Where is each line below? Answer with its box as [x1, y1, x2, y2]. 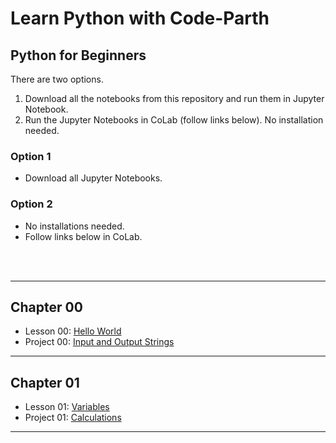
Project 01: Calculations [24, 412, 122, 424]
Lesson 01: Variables [24, 401, 110, 413]
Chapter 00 [10, 298, 83, 316]
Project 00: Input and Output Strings [24, 336, 175, 348]
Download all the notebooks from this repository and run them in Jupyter [24, 93, 325, 104]
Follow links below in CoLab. [24, 230, 143, 242]
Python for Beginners [10, 47, 147, 64]
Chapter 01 [10, 374, 80, 391]
